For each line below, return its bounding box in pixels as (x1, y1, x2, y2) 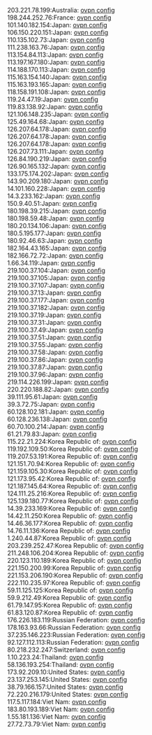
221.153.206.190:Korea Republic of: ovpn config (7, 571, 144, 580)
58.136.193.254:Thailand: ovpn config (7, 661, 114, 668)
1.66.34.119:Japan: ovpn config (7, 259, 96, 267)
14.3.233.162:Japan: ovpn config (7, 192, 100, 200)
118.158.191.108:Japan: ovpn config (7, 87, 106, 96)
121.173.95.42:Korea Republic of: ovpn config (7, 475, 136, 482)
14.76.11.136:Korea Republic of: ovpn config (7, 526, 130, 535)
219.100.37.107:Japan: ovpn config (7, 281, 105, 289)
